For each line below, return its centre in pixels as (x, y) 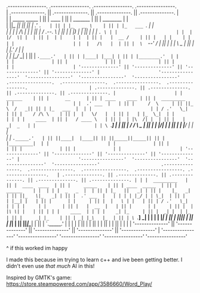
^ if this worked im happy (37, 248)
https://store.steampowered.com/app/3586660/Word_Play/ (79, 284)
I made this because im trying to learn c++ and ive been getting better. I (94, 260)
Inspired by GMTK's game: (39, 277)
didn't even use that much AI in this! (50, 266)
